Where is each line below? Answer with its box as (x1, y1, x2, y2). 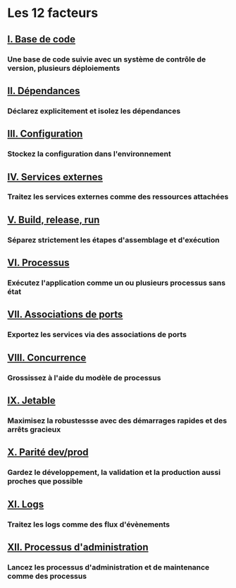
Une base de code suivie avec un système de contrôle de (7, 54, 206, 64)
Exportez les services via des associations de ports (7, 330, 187, 340)
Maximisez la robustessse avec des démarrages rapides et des (7, 416, 228, 425)
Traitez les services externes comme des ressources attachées (7, 192, 229, 202)
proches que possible (7, 476, 83, 486)
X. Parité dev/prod (7, 447, 89, 459)
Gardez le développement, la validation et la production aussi (7, 468, 221, 478)
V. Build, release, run (7, 213, 100, 225)
